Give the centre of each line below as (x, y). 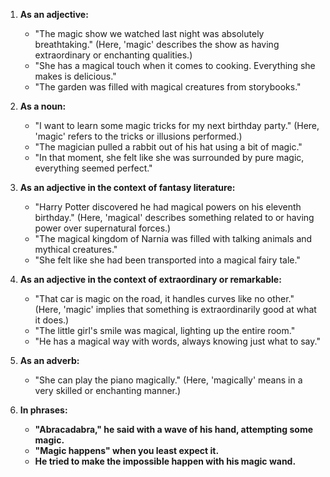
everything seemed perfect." (93, 168)
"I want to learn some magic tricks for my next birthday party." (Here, (177, 125)
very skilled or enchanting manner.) (108, 390)
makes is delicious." (75, 76)
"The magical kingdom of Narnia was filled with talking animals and (173, 238)
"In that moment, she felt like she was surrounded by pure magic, (169, 157)
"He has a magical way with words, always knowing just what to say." (177, 341)
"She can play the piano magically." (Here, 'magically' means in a (168, 380)
